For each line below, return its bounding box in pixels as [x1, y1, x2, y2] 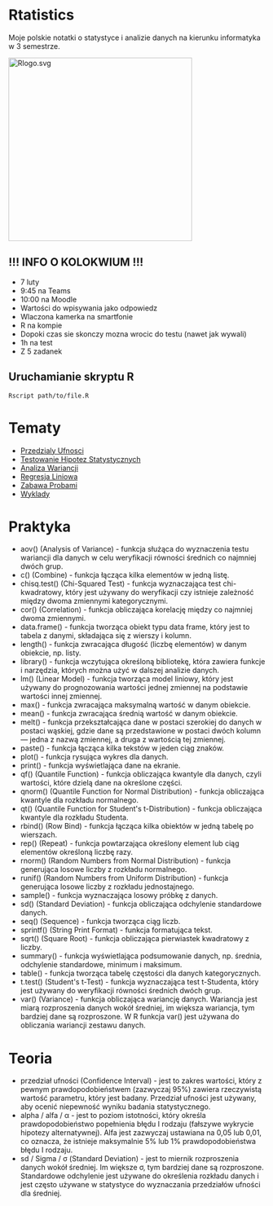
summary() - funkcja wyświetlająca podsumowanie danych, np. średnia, [20, 951, 262, 961]
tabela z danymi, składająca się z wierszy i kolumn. [20, 631, 192, 640]
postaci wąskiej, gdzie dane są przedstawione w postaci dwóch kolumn [20, 726, 262, 736]
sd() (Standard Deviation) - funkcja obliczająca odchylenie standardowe [20, 899, 262, 909]
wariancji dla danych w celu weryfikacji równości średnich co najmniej [20, 552, 257, 563]
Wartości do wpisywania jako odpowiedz [20, 303, 158, 313]
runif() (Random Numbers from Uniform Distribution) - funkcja [20, 874, 229, 883]
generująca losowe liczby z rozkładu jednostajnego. [20, 882, 195, 891]
